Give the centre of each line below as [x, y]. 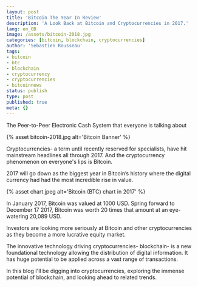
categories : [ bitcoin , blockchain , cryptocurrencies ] [76, 40]
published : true [27, 102]
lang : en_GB [21, 29]
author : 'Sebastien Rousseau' [45, 46]
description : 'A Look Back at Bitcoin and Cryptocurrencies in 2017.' [97, 23]
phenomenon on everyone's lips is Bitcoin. [59, 161]
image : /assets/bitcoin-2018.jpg [49, 35]
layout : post [23, 12]
